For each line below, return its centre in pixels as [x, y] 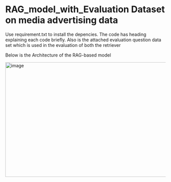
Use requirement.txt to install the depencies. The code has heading [76, 34]
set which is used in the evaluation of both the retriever [63, 45]
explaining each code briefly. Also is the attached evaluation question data [83, 40]
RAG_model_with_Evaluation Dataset [85, 9]
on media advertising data [62, 20]
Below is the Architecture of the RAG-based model [58, 55]
